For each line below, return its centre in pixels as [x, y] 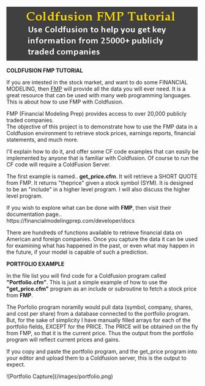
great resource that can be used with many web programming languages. [99, 95]
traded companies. [30, 120]
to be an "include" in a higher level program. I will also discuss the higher [98, 189]
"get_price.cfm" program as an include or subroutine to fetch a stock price [102, 289]
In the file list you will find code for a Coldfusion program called [86, 276]
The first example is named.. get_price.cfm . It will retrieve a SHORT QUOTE [102, 176]
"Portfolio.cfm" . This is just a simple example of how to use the [87, 282]
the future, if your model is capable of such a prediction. [77, 252]
